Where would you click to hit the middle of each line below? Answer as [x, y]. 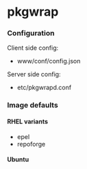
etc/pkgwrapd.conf [44, 88]
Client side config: [33, 48]
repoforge [31, 144]
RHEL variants [28, 121]
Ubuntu [18, 159]
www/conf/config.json [49, 61]
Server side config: [34, 74]
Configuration [31, 33]
